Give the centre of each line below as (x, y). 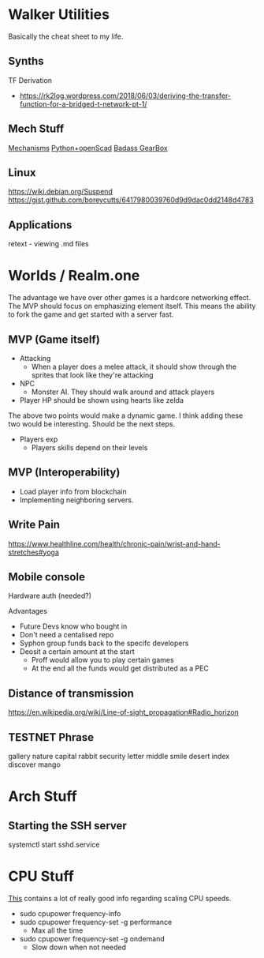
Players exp (39, 439)
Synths (26, 61)
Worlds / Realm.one (74, 276)
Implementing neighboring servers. (76, 500)
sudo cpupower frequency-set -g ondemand (92, 938)
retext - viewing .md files (48, 244)
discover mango (34, 765)
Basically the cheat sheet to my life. (66, 36)
